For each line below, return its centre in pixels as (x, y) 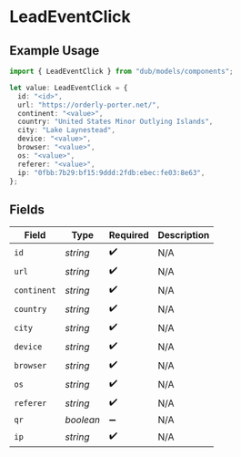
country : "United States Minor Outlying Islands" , (115, 122)
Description (184, 235)
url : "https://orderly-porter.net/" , (89, 105)
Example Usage (55, 51)
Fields (27, 209)
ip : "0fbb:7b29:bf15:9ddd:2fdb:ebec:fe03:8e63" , (111, 172)
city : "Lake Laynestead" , (67, 130)
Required (129, 235)
